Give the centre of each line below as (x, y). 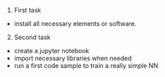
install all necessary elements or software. (75, 23)
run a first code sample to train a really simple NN (86, 65)
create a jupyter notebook (51, 51)
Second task (32, 37)
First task (28, 10)
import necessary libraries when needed (73, 58)
